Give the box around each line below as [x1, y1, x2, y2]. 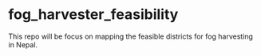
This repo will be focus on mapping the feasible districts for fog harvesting [8, 32, 254, 41]
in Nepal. [8, 39, 38, 49]
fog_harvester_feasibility [8, 6, 179, 24]
